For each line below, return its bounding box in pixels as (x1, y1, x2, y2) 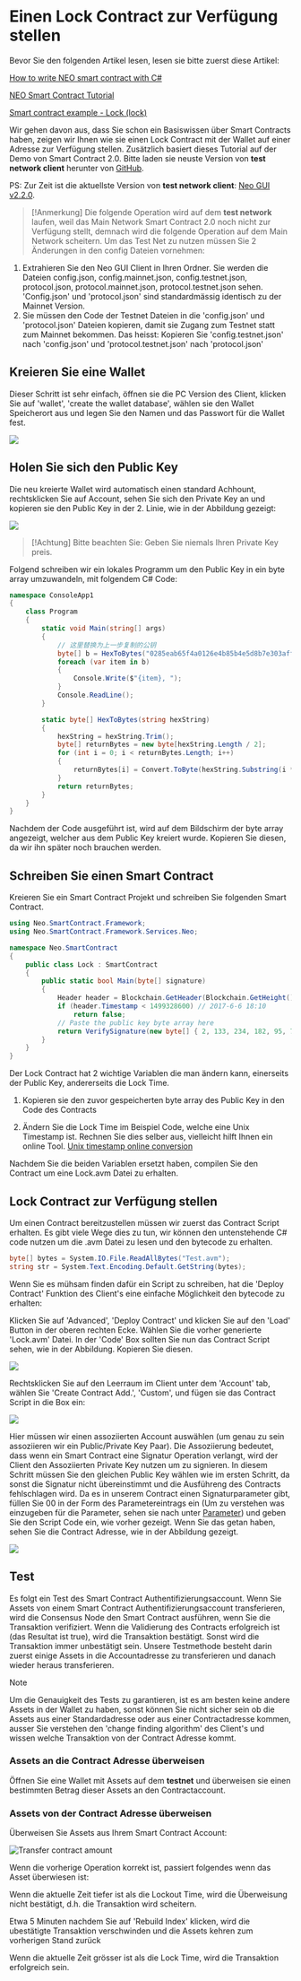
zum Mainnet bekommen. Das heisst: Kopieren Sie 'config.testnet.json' (21, 329, 284, 340)
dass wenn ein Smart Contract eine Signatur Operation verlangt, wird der (9, 1450, 279, 1461)
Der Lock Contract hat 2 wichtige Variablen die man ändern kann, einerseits (9, 1068, 289, 1079)
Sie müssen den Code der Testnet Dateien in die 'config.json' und (21, 309, 265, 320)
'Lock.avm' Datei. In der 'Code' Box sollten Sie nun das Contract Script (9, 1334, 271, 1344)
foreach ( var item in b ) (56, 657, 150, 666)
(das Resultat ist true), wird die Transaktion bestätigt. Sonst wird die (9, 1630, 260, 1642)
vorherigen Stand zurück (9, 1935, 101, 1946)
